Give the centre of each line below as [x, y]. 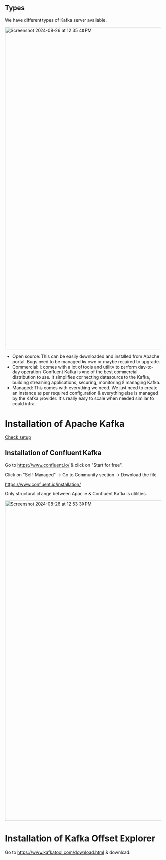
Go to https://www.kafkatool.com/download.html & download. [68, 852]
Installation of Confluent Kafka [53, 453]
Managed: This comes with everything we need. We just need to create [85, 388]
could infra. [24, 403]
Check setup [18, 437]
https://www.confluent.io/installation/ [43, 484]
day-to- [146, 367]
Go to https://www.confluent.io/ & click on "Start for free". [64, 465]
